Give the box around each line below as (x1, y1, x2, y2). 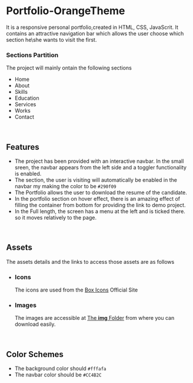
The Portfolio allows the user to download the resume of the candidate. (14, 189, 187, 196)
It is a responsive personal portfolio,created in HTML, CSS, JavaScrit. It (6, 24, 178, 31)
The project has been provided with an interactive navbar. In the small (14, 158, 184, 165)
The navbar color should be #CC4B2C (14, 371, 102, 378)
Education (14, 94, 39, 102)
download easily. (14, 320, 56, 328)
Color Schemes (6, 349, 64, 359)
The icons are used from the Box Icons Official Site (14, 286, 138, 293)
